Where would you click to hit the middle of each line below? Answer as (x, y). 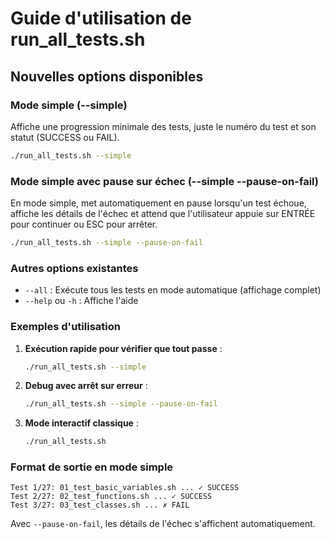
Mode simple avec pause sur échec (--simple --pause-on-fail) (164, 181)
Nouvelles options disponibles (107, 76)
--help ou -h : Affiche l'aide (81, 301)
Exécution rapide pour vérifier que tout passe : (123, 348)
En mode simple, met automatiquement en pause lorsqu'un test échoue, (158, 203)
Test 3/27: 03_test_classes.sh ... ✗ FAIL (100, 505)
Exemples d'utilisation (65, 327)
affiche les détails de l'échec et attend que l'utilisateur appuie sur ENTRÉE (163, 214)
